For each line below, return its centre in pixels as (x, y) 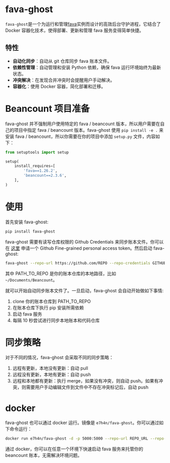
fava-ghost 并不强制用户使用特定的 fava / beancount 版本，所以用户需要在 (83, 124)
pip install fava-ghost (30, 231)
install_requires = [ (35, 166)
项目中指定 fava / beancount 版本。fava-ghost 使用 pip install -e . (86, 130)
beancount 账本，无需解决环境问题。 (44, 455)
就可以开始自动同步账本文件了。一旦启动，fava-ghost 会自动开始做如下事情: (84, 290)
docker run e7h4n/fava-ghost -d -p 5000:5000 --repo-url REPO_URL (77, 439)
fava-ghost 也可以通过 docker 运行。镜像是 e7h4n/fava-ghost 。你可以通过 (82, 423)
